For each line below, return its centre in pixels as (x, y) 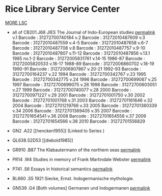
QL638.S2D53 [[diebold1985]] (43, 140)
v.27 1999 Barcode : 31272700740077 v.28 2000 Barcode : (72, 90)
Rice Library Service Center (63, 9)
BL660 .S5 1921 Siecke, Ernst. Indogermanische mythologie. (73, 178)
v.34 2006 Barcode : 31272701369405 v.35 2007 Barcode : (72, 111)
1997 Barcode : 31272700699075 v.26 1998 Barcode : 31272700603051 (84, 84)
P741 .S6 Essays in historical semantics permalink (62, 169)
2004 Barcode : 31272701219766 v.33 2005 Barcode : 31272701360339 (84, 105)
